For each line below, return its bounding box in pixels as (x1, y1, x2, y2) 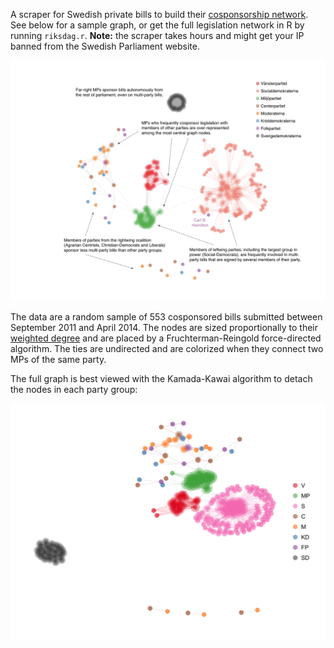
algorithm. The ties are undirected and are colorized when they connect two (10, 342, 324, 354)
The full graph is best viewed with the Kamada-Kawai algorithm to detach (10, 372, 313, 384)
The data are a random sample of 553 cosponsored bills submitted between (10, 310, 323, 323)
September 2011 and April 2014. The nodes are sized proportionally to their (10, 321, 319, 333)
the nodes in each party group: (10, 383, 138, 395)
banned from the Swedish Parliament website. (10, 40, 200, 52)
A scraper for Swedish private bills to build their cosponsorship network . (10, 9, 309, 20)
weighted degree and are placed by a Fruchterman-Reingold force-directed (10, 332, 322, 344)
